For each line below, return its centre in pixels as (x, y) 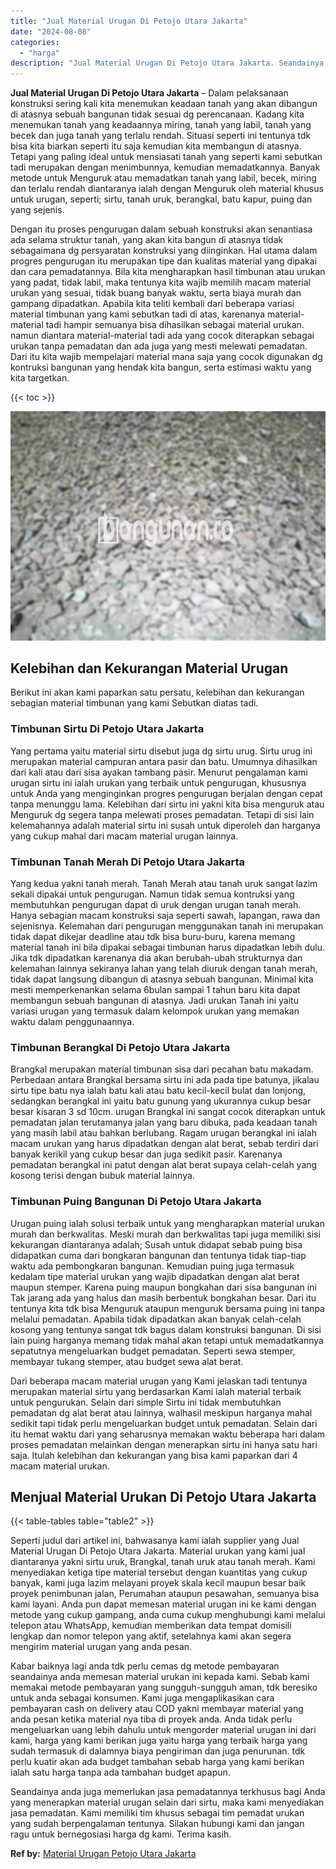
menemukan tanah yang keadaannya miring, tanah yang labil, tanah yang (161, 125)
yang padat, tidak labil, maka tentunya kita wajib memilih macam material (160, 282)
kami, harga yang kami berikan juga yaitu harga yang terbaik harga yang (159, 1741)
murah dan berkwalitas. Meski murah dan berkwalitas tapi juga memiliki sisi (165, 1234)
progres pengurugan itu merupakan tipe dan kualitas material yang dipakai (164, 261)
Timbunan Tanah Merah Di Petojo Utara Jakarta (127, 862)
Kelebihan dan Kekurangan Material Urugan (149, 668)
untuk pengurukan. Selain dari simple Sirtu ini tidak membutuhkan (146, 1402)
